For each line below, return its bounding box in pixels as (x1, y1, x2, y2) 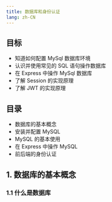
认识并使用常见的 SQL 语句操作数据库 (14, 62, 107, 69)
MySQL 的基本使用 (14, 135, 60, 143)
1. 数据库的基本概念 (6, 169, 76, 179)
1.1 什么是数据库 (6, 189, 52, 197)
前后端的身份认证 (14, 150, 57, 158)
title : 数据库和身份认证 (6, 8, 60, 15)
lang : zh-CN (6, 14, 36, 20)
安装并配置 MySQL (14, 128, 60, 135)
